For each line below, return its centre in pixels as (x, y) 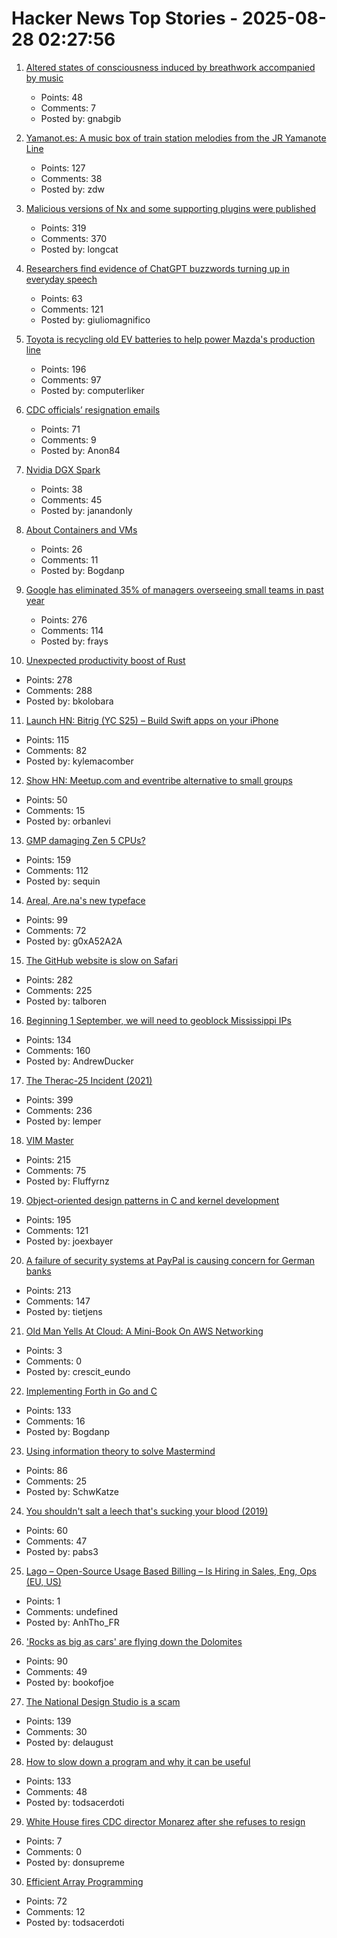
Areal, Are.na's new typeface (85, 900)
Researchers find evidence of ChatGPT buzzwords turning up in (157, 268)
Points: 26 (61, 549)
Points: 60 (47, 1530)
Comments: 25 (56, 1481)
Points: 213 (48, 1290)
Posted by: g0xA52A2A (74, 941)
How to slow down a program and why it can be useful (138, 1761)
